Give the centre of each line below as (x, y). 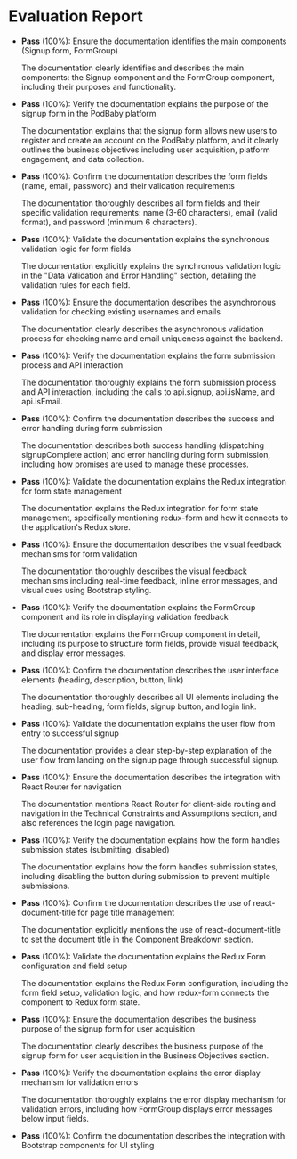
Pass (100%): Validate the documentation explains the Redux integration (153, 481)
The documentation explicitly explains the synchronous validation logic (151, 265)
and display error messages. (73, 653)
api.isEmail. (42, 401)
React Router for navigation (71, 787)
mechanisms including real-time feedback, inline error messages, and (149, 580)
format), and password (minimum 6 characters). (109, 222)
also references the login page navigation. (98, 822)
